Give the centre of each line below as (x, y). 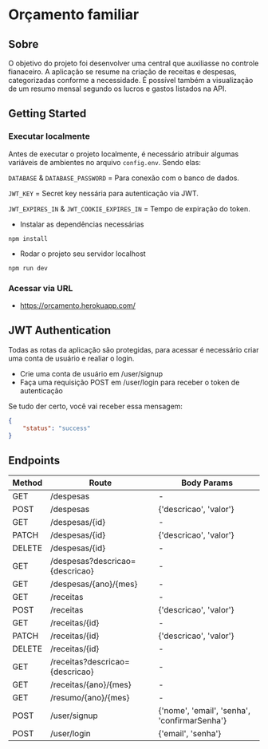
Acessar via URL (41, 288)
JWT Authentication (60, 331)
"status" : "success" (57, 428)
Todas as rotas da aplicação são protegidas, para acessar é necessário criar (134, 349)
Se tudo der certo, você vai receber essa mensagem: (96, 406)
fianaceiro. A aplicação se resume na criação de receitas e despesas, (122, 72)
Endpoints (34, 460)
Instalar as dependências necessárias (82, 224)
